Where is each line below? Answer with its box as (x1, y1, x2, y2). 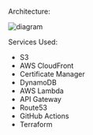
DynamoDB (19, 78, 57, 87)
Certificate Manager (19, 69, 85, 78)
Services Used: (8, 37, 58, 47)
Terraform (19, 120, 53, 129)
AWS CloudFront (19, 61, 74, 70)
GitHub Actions (19, 111, 69, 121)
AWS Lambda (19, 86, 65, 96)
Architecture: (8, 7, 51, 16)
